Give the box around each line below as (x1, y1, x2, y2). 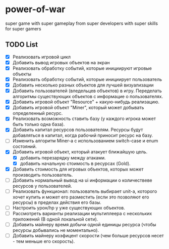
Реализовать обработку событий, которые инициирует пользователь (12, 76, 162, 82)
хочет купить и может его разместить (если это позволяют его (12, 194, 149, 200)
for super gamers (5, 25, 41, 31)
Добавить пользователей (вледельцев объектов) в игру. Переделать (12, 88, 162, 94)
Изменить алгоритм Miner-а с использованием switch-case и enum (12, 138, 158, 144)
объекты (12, 71, 32, 77)
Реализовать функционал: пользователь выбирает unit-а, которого (12, 188, 157, 194)
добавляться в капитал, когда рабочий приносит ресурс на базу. (12, 133, 153, 139)
